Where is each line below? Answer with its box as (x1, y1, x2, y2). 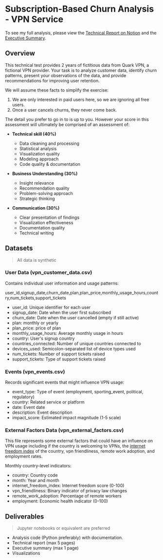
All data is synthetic (17, 257, 57, 263)
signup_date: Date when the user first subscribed (12, 309, 111, 315)
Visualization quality (19, 151, 60, 156)
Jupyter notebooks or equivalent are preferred (17, 525, 110, 531)
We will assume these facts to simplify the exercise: (5, 87, 109, 93)
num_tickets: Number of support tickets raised (12, 351, 105, 357)
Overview (5, 49, 36, 58)
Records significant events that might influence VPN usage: (5, 379, 125, 386)
